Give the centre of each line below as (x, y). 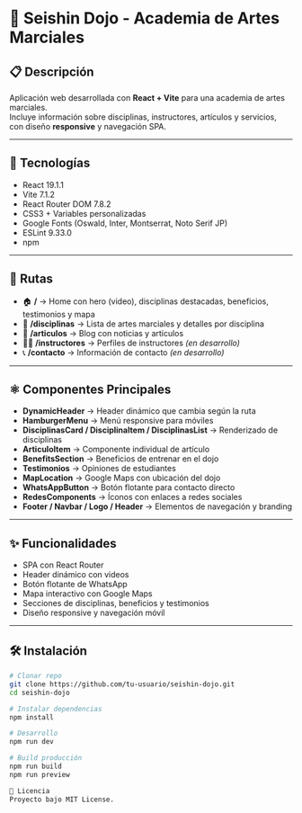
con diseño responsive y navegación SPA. (88, 126)
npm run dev (31, 742)
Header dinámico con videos (75, 575)
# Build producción (46, 758)
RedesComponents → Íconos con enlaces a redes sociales (132, 497)
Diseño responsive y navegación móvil (93, 613)
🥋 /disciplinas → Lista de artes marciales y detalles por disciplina (143, 324)
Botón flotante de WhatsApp (75, 585)
